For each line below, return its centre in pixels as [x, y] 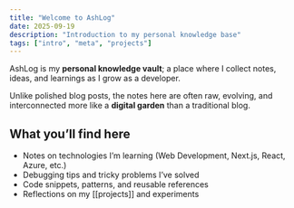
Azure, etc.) [44, 165]
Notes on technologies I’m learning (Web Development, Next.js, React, [154, 156]
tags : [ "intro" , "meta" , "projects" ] [81, 43]
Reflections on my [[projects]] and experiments [111, 194]
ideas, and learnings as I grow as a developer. [95, 79]
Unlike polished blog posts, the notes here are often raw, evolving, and [141, 96]
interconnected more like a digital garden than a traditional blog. [130, 106]
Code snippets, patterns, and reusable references [115, 184]
